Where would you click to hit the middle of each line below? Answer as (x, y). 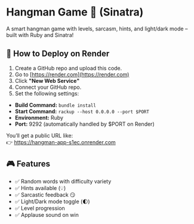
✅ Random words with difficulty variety (63, 181)
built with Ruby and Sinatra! (40, 35)
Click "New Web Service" (47, 80)
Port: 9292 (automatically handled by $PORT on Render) (84, 124)
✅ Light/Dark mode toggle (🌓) (53, 201)
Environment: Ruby (39, 117)
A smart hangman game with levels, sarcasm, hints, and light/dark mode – (97, 29)
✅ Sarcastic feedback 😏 (45, 195)
